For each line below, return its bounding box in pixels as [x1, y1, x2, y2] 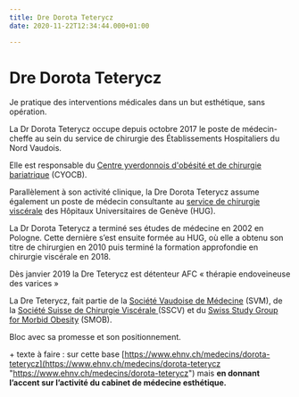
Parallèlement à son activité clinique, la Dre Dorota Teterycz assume [9, 186, 260, 197]
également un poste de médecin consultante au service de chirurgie [9, 196, 261, 207]
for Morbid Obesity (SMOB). [9, 314, 113, 326]
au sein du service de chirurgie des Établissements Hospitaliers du [34, 133, 280, 144]
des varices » [9, 278, 60, 289]
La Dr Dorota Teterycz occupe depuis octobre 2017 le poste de [9, 124, 241, 135]
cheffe [9, 133, 34, 144]
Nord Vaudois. [9, 143, 62, 153]
